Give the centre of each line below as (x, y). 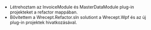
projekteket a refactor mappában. (44, 12)
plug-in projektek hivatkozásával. (43, 22)
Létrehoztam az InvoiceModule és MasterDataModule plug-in (72, 7)
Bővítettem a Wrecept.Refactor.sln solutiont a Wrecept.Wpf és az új (78, 17)
